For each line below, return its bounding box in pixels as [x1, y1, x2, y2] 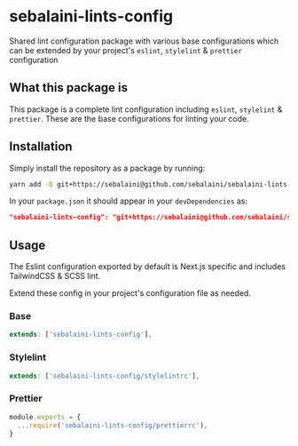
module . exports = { [9, 412, 82, 421]
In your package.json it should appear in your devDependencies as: [9, 195, 248, 206]
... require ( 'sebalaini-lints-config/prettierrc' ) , [17, 420, 208, 430]
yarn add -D [9, 179, 53, 188]
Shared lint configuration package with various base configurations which [9, 36, 279, 46]
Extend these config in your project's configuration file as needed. [9, 288, 251, 299]
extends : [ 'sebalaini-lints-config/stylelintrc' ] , [9, 371, 200, 380]
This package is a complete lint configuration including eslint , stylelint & [9, 104, 283, 115]
